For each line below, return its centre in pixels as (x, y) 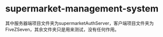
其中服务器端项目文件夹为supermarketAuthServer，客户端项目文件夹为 (80, 23)
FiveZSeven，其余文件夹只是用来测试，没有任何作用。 (62, 29)
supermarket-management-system (82, 9)
